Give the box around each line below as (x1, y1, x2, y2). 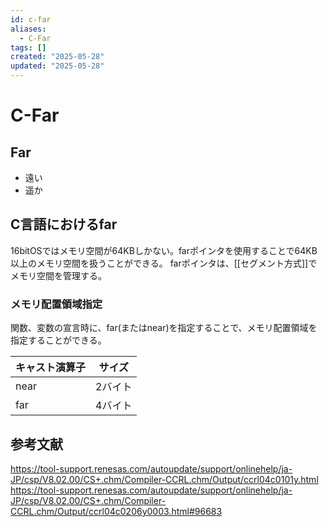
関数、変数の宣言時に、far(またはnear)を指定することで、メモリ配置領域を (10, 322, 318, 334)
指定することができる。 (10, 334, 107, 346)
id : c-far (10, 14, 52, 25)
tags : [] (10, 42, 47, 53)
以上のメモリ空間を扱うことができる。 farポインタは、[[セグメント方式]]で (10, 257, 318, 269)
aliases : (10, 24, 47, 34)
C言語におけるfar (10, 216, 118, 233)
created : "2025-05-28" (10, 52, 105, 62)
